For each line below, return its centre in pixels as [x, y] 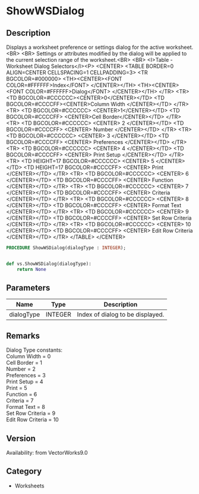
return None [31, 269]
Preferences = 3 [26, 376]
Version [21, 438]
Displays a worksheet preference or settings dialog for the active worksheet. [100, 47]
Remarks [23, 335]
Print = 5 [17, 388]
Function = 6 [22, 395]
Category [24, 471]
